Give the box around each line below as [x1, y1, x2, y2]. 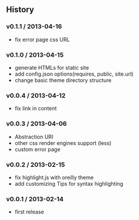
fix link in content [14, 105, 57, 112]
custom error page [14, 145, 61, 153]
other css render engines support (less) [14, 139, 112, 147]
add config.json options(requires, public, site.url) [14, 70, 134, 77]
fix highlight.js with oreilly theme [14, 174, 94, 181]
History [6, 5, 34, 15]
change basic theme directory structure [14, 76, 112, 83]
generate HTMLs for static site [14, 64, 89, 71]
